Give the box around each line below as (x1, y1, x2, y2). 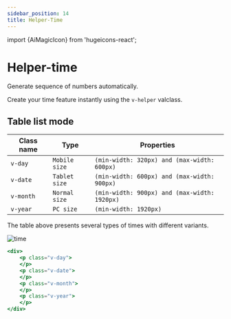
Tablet (52, 173, 74, 181)
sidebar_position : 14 (7, 10, 69, 17)
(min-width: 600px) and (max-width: (94, 173, 214, 181)
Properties (140, 141, 175, 150)
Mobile (52, 156, 74, 164)
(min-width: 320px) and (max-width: (94, 156, 214, 164)
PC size (52, 205, 78, 214)
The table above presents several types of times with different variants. (7, 221, 209, 229)
